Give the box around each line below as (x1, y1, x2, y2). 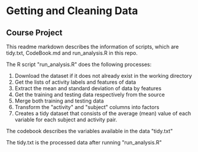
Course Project (6, 28, 63, 38)
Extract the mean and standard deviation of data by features (14, 85, 161, 92)
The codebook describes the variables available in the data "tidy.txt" (6, 128, 173, 134)
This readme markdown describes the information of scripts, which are (6, 43, 179, 50)
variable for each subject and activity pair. (14, 116, 118, 123)
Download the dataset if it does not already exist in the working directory (14, 72, 192, 79)
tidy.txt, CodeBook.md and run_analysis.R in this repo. (6, 49, 138, 57)
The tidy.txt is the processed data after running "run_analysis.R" (6, 139, 162, 146)
